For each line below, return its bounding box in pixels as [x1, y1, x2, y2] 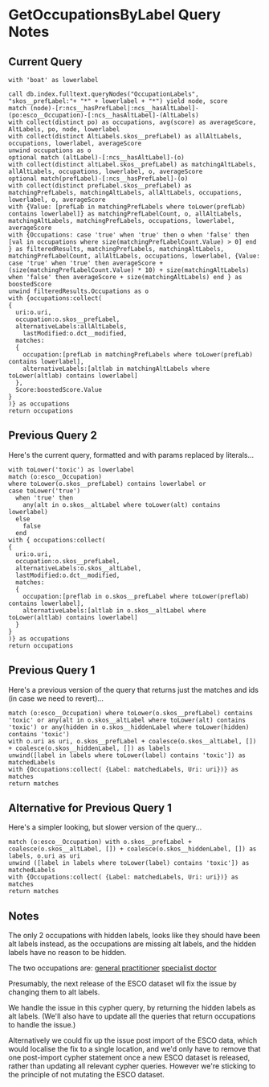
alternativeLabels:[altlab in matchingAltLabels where [22, 364, 210, 373]
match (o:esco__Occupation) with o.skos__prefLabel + [8, 838, 193, 846]
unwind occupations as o [8, 146, 92, 154]
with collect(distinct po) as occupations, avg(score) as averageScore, [8, 118, 257, 126]
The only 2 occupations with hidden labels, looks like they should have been [8, 931, 261, 941]
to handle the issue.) [8, 1020, 76, 1030]
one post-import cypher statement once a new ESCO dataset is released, [8, 1052, 251, 1063]
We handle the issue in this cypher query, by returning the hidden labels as [8, 1003, 256, 1013]
